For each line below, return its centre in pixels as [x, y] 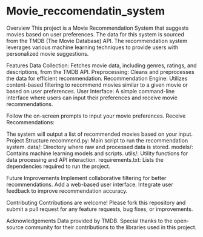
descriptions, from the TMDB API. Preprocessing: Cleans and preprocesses [101, 72]
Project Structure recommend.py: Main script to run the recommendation [97, 140]
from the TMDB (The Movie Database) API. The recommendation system [97, 41]
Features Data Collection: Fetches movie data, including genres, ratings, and [101, 65]
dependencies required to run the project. [58, 166]
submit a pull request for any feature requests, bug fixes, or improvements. [100, 209]
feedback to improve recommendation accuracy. [67, 191]
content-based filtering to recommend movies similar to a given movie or [97, 85]
